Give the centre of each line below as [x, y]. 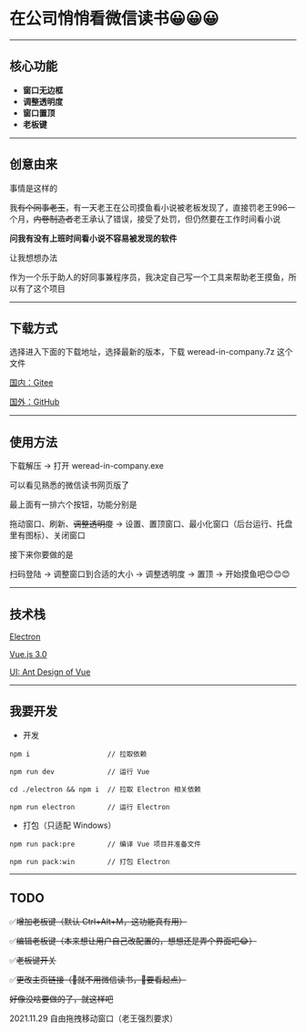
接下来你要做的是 [41, 555]
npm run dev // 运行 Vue [80, 771]
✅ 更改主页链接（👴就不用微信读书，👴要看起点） [98, 979]
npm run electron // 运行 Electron [90, 807]
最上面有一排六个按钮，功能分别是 [73, 505]
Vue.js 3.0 [28, 654]
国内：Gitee [31, 383]
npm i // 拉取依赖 [78, 754]
